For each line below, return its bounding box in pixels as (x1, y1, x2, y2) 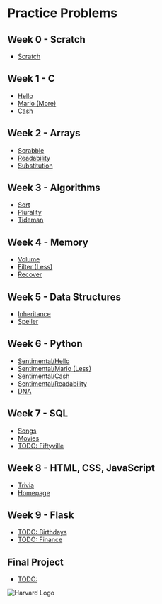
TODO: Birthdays (17, 528, 67, 536)
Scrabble (17, 146, 45, 154)
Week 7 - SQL (7, 407, 69, 420)
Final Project (7, 556, 64, 568)
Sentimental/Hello (17, 357, 70, 365)
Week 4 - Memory (7, 236, 88, 248)
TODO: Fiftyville (17, 441, 64, 450)
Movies (17, 433, 40, 442)
